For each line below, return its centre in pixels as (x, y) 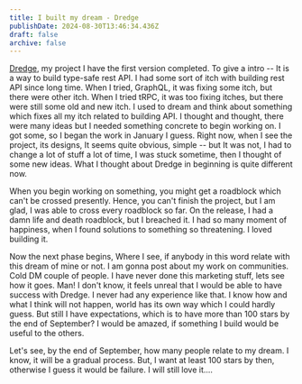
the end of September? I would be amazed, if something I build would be (144, 324)
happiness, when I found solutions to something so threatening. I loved (141, 230)
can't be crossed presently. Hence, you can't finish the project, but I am (142, 201)
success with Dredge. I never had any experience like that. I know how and (148, 295)
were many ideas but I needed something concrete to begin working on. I (145, 126)
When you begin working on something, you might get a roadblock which (146, 191)
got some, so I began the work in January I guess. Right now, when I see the (151, 135)
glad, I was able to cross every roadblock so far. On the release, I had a (141, 210)
